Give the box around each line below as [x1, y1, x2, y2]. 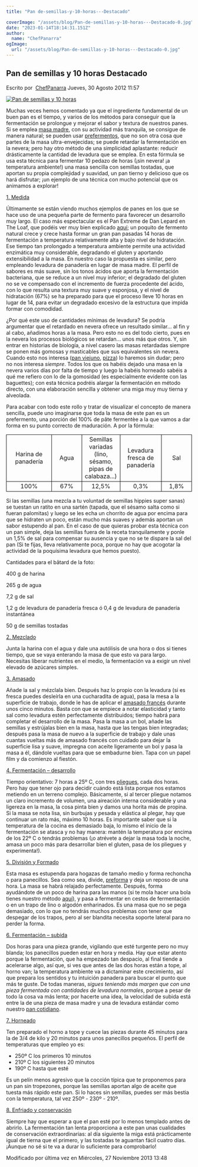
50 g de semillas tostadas [6, 622, 69, 629]
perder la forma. [6, 920, 45, 927]
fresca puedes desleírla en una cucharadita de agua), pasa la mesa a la [6, 693, 180, 700]
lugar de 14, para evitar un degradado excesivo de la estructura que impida [6, 299, 189, 306]
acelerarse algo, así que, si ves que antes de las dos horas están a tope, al [6, 961, 187, 968]
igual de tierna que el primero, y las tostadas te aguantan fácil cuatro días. [6, 1136, 186, 1143]
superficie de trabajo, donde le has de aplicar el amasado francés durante [6, 699, 186, 706]
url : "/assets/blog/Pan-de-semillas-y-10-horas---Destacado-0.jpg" [11, 47, 181, 53]
